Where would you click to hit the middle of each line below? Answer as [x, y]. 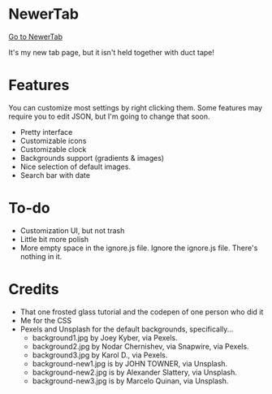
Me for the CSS [46, 320]
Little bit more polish [54, 239]
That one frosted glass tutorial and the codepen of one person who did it [142, 312]
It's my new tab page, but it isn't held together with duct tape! [112, 52]
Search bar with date [55, 175]
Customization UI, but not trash [72, 230]
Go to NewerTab [36, 37]
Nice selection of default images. [76, 167]
